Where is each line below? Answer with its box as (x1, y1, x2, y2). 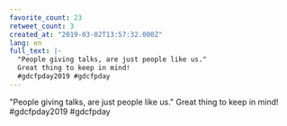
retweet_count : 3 (9, 22, 75, 31)
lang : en (9, 38, 42, 48)
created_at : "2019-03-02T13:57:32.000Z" (9, 30, 164, 39)
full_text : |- (9, 47, 63, 56)
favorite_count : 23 (9, 13, 83, 22)
